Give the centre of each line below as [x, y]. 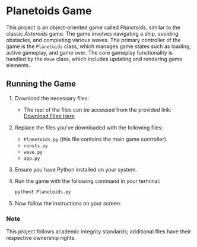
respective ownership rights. [41, 237]
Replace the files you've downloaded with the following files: [89, 127]
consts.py [36, 146]
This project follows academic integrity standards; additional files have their [99, 231]
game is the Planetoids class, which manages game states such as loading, [99, 46]
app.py [32, 159]
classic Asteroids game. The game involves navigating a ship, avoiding [93, 33]
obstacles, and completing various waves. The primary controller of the [93, 40]
